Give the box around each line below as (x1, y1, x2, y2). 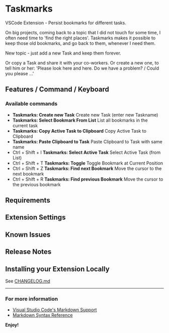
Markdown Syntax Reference (12, 312, 73, 318)
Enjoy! (5, 322, 19, 328)
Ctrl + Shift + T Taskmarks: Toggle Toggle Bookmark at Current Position (12, 160, 163, 166)
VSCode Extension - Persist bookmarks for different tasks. (5, 20, 127, 26)
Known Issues (5, 230, 51, 239)
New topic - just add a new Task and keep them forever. (5, 50, 122, 56)
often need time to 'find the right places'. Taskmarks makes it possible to (5, 35, 156, 41)
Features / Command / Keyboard (5, 85, 110, 94)
